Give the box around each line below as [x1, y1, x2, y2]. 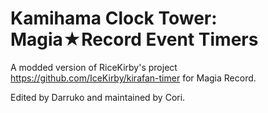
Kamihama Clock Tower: [10, 7, 218, 30]
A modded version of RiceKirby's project [10, 61, 178, 73]
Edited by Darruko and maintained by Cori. [10, 91, 186, 103]
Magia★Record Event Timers [10, 28, 259, 51]
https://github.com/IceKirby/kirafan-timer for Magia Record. [10, 72, 257, 84]
